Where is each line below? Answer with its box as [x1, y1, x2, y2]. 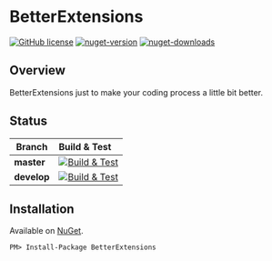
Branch [15, 140, 48, 153]
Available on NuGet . [9, 226, 84, 236]
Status [9, 114, 48, 129]
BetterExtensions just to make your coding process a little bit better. [9, 86, 264, 97]
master [14, 156, 45, 168]
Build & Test [58, 140, 112, 153]
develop [14, 170, 50, 183]
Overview [9, 63, 66, 78]
